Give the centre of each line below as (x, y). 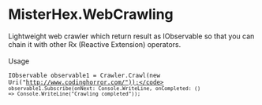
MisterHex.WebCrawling (91, 14)
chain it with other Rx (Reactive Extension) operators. (95, 44)
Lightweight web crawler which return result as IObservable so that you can (131, 36)
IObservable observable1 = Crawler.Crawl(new (84, 75)
